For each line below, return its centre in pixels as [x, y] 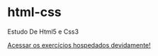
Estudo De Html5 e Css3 [43, 31]
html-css [34, 12]
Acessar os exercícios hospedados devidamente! [79, 45]
